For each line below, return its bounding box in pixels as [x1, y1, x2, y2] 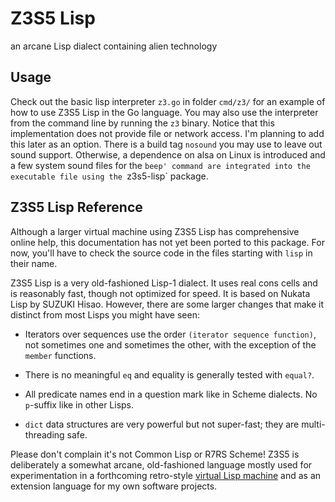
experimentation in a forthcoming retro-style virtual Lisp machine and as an [10, 469, 322, 481]
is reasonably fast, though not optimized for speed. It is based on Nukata [10, 287, 311, 299]
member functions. [24, 349, 97, 361]
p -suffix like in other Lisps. [24, 398, 135, 411]
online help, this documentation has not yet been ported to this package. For [10, 236, 325, 248]
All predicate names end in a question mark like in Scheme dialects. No [24, 388, 318, 400]
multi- [301, 418, 326, 430]
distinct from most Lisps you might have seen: [10, 308, 200, 321]
